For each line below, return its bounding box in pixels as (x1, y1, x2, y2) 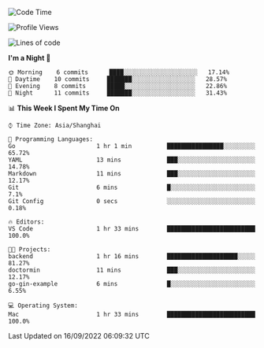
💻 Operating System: (8, 302, 79, 309)
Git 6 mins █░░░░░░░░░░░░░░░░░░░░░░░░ (8, 183, 256, 191)
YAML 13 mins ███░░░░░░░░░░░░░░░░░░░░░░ (8, 156, 256, 164)
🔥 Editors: (8, 218, 45, 226)
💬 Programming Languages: (8, 135, 93, 143)
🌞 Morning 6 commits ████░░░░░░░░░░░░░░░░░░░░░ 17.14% (8, 68, 230, 76)
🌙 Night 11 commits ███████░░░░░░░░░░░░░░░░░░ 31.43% (8, 89, 227, 97)
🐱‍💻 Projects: (8, 246, 51, 254)
